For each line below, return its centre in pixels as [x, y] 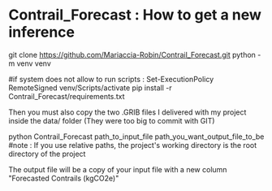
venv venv [34, 63]
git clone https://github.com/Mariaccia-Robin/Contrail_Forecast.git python [132, 54]
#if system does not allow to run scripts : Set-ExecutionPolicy [111, 79]
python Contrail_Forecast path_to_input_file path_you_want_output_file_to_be [136, 137]
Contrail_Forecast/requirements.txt [67, 96]
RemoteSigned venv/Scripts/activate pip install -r [90, 88]
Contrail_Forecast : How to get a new [135, 15]
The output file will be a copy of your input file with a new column [118, 169]
